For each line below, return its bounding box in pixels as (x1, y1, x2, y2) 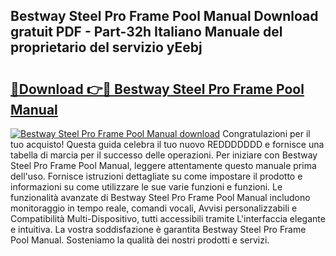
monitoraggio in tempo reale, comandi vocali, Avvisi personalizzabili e (10, 202, 298, 214)
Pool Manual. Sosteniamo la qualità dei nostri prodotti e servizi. (10, 234, 270, 246)
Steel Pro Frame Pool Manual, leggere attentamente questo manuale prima (10, 160, 317, 171)
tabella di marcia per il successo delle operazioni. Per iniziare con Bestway (10, 149, 318, 161)
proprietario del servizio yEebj (10, 39, 203, 56)
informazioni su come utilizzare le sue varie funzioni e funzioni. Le (10, 181, 283, 193)
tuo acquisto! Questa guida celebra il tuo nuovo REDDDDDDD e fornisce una (10, 139, 325, 150)
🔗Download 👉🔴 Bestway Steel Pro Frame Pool (10, 80, 305, 98)
